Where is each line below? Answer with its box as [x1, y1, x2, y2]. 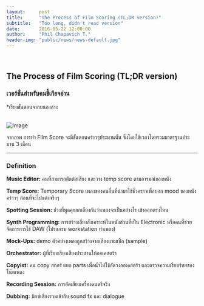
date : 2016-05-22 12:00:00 [6, 25, 91, 32]
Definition [6, 161, 36, 170]
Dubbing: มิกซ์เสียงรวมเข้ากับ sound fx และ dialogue [6, 292, 124, 300]
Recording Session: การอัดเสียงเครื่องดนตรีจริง [6, 280, 110, 288]
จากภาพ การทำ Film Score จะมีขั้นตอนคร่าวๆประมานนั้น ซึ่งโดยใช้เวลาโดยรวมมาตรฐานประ [6, 133, 190, 141]
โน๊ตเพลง [6, 268, 25, 276]
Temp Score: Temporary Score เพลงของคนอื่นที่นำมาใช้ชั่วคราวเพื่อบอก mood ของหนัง [6, 187, 197, 195]
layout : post [6, 8, 50, 15]
